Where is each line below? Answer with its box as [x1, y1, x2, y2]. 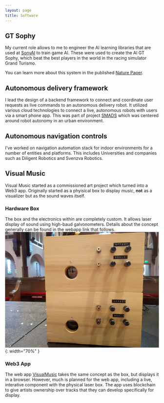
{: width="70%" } [5, 348, 40, 354]
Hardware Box [5, 205, 40, 212]
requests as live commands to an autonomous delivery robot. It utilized [5, 102, 148, 108]
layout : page [5, 8, 32, 13]
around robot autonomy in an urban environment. [5, 118, 104, 124]
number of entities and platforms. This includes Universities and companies [5, 150, 157, 156]
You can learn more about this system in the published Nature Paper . [5, 70, 143, 76]
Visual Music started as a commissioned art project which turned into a [5, 182, 148, 188]
